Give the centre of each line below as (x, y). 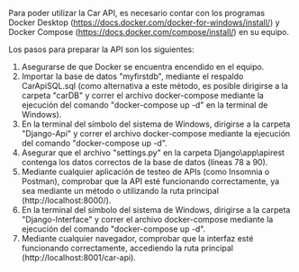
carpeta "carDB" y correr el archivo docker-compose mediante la (143, 95)
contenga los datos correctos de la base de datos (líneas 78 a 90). (145, 162)
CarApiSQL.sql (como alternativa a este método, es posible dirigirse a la (155, 86)
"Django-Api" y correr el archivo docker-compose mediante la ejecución (156, 133)
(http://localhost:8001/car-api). (79, 258)
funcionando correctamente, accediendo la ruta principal (127, 248)
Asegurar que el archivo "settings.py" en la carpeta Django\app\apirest (153, 153)
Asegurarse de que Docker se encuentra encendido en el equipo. (143, 67)
